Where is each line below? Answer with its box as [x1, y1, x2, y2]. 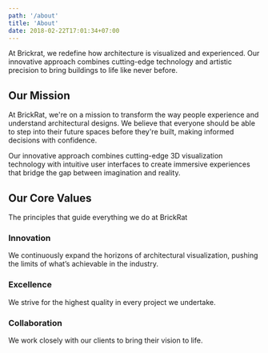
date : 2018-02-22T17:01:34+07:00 [8, 26, 120, 34]
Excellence [8, 279, 52, 291]
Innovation [8, 232, 51, 243]
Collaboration [8, 317, 62, 328]
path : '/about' [8, 11, 59, 20]
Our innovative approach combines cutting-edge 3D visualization [8, 151, 223, 161]
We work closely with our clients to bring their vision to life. [8, 335, 203, 345]
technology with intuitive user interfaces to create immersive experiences [8, 159, 250, 169]
